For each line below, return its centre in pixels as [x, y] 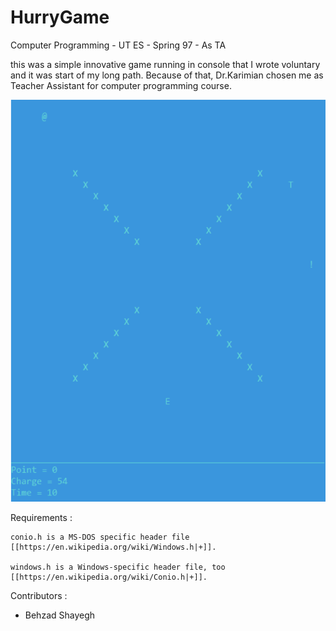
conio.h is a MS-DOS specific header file [100, 537]
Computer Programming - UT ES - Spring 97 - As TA [118, 45]
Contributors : [39, 595]
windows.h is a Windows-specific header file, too [118, 567]
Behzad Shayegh [60, 615]
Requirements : [41, 517]
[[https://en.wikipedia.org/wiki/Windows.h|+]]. [113, 547]
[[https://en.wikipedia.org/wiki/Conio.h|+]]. [109, 577]
